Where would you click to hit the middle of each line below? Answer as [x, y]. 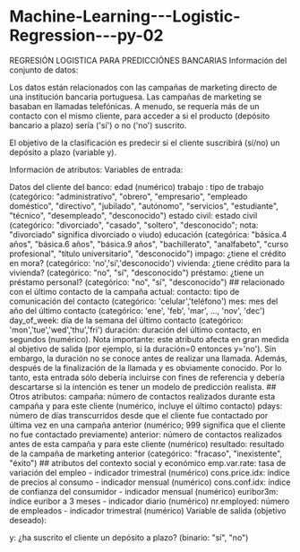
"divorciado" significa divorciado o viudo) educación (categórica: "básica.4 [148, 234]
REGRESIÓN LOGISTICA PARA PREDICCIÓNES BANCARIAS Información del [148, 60]
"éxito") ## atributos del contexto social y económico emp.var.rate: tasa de [148, 462]
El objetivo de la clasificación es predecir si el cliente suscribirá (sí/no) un [145, 142]
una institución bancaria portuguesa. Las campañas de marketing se [136, 97]
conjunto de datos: [44, 70]
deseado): [28, 520]
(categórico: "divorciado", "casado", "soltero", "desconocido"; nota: [134, 225]
